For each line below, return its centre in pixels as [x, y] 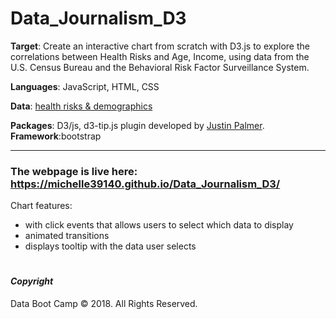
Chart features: [41, 206]
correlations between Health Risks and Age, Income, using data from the [160, 56]
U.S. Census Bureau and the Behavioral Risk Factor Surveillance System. [160, 67]
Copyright [32, 281]
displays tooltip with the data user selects [110, 246]
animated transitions [67, 236]
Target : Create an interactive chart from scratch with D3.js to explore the [160, 46]
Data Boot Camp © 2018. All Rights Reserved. [104, 304]
